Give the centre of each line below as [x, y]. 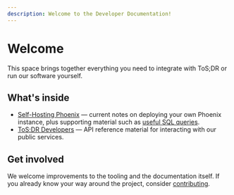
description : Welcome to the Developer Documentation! [90, 14]
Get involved [36, 159]
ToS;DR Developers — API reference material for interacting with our [117, 130]
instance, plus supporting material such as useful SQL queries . [109, 122]
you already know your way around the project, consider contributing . [109, 184]
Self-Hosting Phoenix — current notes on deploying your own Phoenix [119, 115]
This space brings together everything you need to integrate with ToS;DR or [117, 68]
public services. [41, 137]
